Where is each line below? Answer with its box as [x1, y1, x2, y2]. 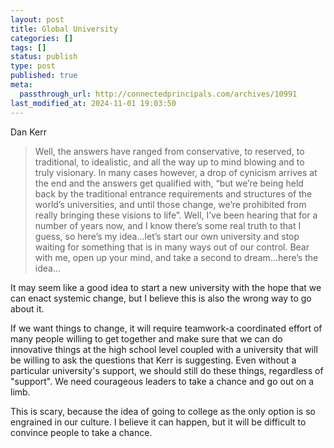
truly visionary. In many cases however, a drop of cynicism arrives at [34, 166, 318, 178]
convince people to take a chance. [10, 426, 153, 438]
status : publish [10, 52, 78, 62]
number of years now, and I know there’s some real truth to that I [34, 219, 302, 231]
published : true [10, 71, 78, 81]
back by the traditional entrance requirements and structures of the [34, 187, 313, 200]
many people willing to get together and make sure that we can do [10, 332, 283, 345]
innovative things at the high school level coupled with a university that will [10, 343, 318, 355]
